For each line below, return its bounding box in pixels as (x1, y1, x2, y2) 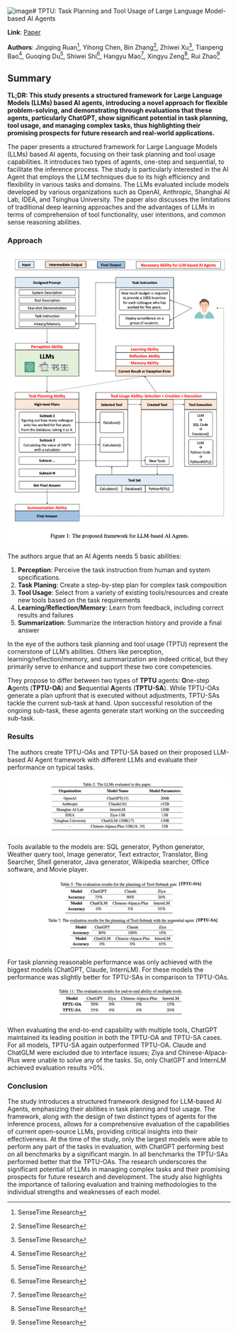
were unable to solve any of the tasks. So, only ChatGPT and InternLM (21, 1055, 227, 1064)
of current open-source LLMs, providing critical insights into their (7, 1127, 198, 1136)
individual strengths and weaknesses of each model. (7, 1187, 161, 1196)
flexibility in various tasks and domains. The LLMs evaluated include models (7, 180, 229, 189)
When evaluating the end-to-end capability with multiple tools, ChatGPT (7, 1026, 218, 1034)
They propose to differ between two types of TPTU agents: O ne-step (7, 676, 210, 685)
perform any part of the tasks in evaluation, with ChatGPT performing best (7, 1143, 225, 1151)
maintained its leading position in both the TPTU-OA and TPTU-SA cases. (7, 1033, 222, 1041)
